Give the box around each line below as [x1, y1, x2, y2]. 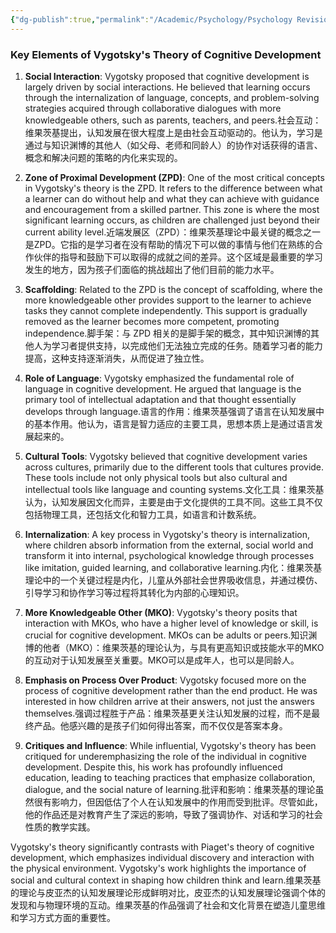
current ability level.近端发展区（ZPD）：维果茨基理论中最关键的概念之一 [24, 226, 322, 238]
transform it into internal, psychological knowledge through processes [24, 549, 315, 561]
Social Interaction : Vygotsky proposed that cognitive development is [24, 70, 310, 82]
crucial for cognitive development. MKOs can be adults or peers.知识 [24, 629, 309, 641]
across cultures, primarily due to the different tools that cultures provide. [24, 461, 325, 473]
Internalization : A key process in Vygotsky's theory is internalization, [24, 528, 311, 540]
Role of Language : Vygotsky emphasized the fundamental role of [24, 372, 295, 384]
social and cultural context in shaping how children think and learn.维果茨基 [10, 874, 322, 886]
